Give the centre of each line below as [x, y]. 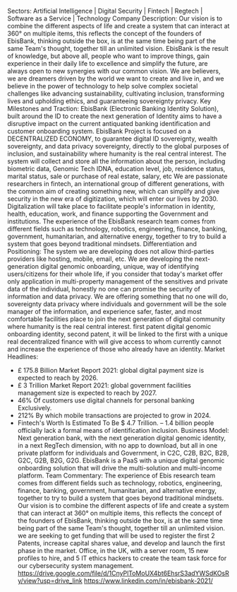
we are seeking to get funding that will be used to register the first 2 [116, 535]
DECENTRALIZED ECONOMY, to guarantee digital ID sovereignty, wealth [113, 139]
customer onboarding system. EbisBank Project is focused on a [99, 131]
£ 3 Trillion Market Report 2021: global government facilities [104, 385]
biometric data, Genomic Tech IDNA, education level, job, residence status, [116, 169]
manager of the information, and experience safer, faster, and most [105, 312]
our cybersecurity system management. [75, 565]
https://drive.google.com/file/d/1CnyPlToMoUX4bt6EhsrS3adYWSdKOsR [123, 573]
